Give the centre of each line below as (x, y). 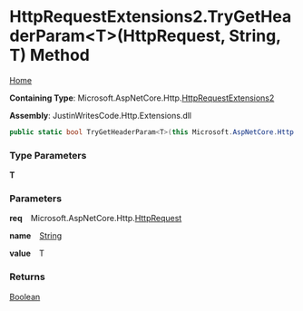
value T (27, 253)
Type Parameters (48, 155)
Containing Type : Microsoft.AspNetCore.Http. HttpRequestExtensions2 (142, 98)
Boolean (25, 296)
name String (36, 236)
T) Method (50, 55)
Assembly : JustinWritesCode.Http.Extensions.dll (101, 115)
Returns (27, 277)
